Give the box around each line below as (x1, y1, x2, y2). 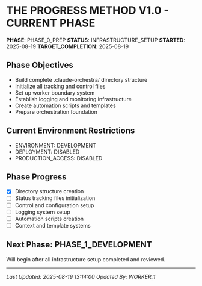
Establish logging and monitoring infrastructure (14, 95, 132, 102)
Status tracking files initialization (14, 194, 96, 202)
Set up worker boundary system (14, 89, 95, 96)
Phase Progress (6, 172, 67, 182)
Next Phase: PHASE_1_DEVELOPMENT (6, 240, 152, 250)
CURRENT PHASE (6, 16, 96, 30)
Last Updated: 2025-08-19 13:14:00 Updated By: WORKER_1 (6, 273, 156, 280)
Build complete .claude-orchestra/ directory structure (14, 76, 148, 83)
